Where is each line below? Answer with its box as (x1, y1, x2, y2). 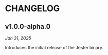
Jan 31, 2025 (5, 35, 32, 41)
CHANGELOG (5, 3, 60, 14)
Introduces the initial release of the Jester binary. (5, 45, 104, 50)
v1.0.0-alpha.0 (5, 22, 51, 31)
